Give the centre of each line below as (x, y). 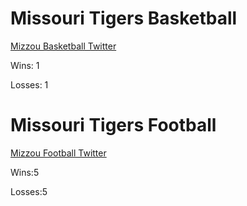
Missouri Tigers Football (113, 125)
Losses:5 (29, 191)
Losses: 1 (29, 84)
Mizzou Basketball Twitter (63, 46)
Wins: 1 (25, 65)
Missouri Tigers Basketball (124, 18)
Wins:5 (25, 172)
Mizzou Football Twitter (58, 153)
